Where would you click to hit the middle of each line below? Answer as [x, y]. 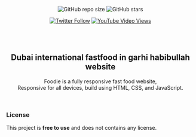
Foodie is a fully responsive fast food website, [100, 81]
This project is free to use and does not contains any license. [82, 128]
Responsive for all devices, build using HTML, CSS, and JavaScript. [100, 87]
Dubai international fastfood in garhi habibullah [100, 58]
